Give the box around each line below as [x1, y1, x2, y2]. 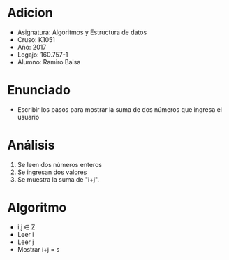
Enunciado [7, 82, 71, 99]
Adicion [7, 5, 54, 21]
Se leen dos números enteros [17, 160, 103, 168]
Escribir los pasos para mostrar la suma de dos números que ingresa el [17, 105, 222, 113]
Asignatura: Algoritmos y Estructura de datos [17, 28, 147, 36]
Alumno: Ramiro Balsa [17, 57, 81, 66]
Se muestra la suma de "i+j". [17, 175, 100, 183]
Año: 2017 [17, 43, 47, 51]
